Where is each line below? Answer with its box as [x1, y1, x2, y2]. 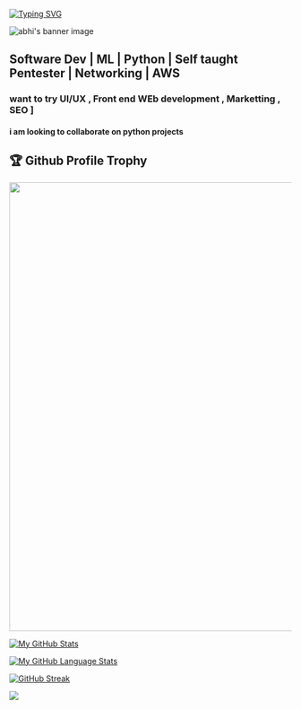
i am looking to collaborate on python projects [9, 126, 184, 136]
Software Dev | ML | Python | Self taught [9, 52, 239, 67]
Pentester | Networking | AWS [9, 66, 181, 81]
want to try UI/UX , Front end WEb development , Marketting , [9, 92, 280, 105]
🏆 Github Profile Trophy [9, 153, 148, 169]
